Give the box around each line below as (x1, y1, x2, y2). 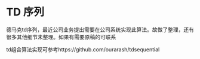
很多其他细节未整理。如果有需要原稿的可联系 (6, 33, 116, 40)
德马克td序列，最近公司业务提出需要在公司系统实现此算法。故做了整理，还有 (6, 26, 195, 33)
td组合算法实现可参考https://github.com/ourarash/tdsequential (6, 45, 160, 53)
